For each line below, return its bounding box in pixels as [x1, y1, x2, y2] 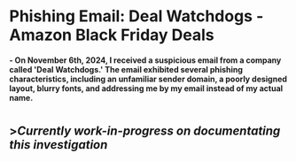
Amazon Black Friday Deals [9, 25, 214, 45]
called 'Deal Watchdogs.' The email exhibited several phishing [9, 64, 244, 74]
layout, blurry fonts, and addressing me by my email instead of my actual [9, 82, 284, 94]
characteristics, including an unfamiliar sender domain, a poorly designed [9, 73, 288, 84]
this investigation [9, 137, 108, 152]
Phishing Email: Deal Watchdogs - [9, 6, 264, 27]
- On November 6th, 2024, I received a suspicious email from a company [9, 55, 282, 65]
